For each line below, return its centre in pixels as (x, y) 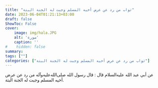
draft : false (19, 19)
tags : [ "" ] (16, 56)
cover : (12, 28)
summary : (14, 51)
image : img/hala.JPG (35, 33)
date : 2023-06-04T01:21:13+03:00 (40, 14)
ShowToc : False (21, 24)
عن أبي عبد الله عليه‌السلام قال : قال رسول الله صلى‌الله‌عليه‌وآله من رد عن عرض (79, 75)
